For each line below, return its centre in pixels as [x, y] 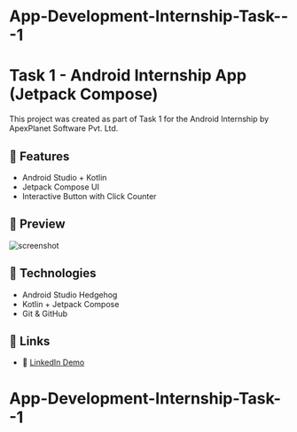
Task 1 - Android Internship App [128, 76]
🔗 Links [30, 341]
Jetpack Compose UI [61, 187]
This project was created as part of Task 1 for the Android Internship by [139, 119]
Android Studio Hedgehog [70, 295]
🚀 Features [39, 156]
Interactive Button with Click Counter [89, 196]
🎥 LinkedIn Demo [53, 363]
